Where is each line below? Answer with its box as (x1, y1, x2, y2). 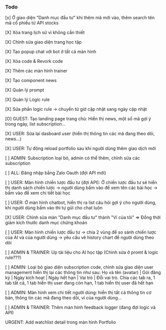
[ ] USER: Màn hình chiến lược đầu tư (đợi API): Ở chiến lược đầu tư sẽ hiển (5, 180, 158, 186)
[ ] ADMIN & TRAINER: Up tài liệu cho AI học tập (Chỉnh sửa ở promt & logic (5, 249, 159, 255)
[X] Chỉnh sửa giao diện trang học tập (5, 39, 82, 45)
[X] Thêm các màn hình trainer (5, 68, 68, 74)
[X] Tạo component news (5, 78, 57, 84)
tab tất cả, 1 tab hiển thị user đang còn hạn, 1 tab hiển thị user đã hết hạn (5, 280, 154, 286)
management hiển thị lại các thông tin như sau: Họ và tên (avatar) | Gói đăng (5, 270, 161, 276)
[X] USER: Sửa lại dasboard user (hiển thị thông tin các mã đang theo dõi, (5, 131, 155, 137)
